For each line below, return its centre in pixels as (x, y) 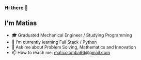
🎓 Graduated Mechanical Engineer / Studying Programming (72, 35)
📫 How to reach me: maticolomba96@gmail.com (61, 52)
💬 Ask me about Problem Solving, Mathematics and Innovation (74, 47)
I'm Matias (21, 23)
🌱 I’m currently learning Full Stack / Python (54, 42)
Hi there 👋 (16, 8)
